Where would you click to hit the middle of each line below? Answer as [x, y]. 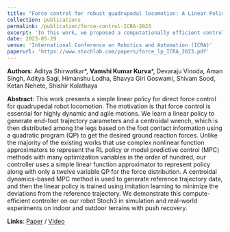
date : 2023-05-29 [32, 39]
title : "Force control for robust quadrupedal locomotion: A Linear [107, 13]
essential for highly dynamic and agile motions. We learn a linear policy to [111, 113]
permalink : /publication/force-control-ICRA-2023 [79, 26]
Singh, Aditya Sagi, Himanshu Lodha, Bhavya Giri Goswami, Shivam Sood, [111, 78]
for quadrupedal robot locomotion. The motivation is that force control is [109, 106]
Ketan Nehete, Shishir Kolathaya [52, 86]
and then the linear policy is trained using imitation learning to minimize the [113, 186]
